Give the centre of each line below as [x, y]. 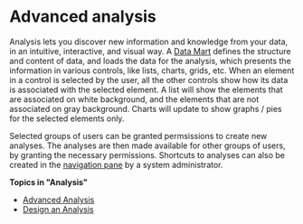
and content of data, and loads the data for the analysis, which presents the [150, 61]
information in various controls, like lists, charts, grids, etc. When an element [152, 70]
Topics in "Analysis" [49, 182]
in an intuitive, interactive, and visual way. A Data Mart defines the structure [150, 51]
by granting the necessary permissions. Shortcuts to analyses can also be [147, 154]
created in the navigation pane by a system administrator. [116, 164]
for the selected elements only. [67, 118]
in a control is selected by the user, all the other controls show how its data [149, 79]
